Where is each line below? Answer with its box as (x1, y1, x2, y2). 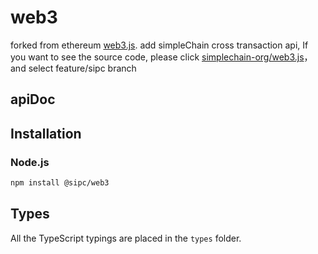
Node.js (10, 155, 50, 169)
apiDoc (10, 91, 56, 108)
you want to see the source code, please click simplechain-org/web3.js (10, 51, 305, 63)
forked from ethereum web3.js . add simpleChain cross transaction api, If (10, 39, 309, 51)
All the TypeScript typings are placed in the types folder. (10, 232, 242, 244)
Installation (10, 125, 82, 142)
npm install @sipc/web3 (10, 178, 110, 188)
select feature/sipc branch (28, 62, 137, 74)
